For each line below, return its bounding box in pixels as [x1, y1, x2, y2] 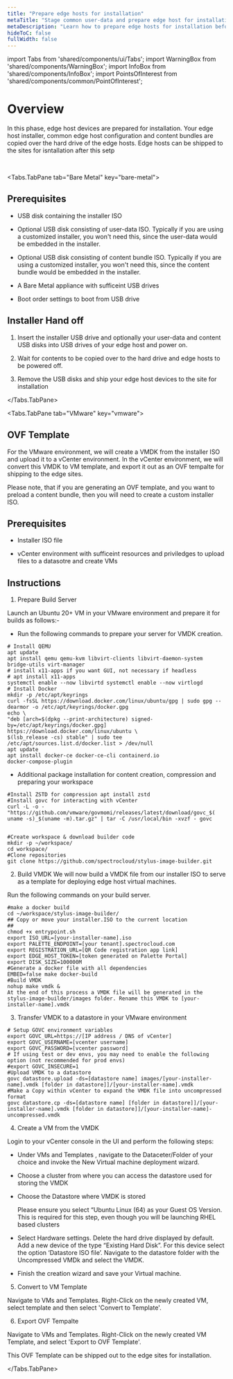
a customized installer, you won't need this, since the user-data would [17, 232, 218, 240]
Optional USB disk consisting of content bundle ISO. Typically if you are [17, 253, 222, 261]
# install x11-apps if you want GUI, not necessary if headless [7, 667, 197, 674]
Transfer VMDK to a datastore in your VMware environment [17, 1013, 187, 1022]
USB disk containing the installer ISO [17, 211, 123, 220]
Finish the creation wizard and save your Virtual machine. [17, 1270, 182, 1278]
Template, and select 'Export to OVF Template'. [7, 1338, 141, 1346]
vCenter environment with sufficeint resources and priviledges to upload [17, 550, 225, 558]
